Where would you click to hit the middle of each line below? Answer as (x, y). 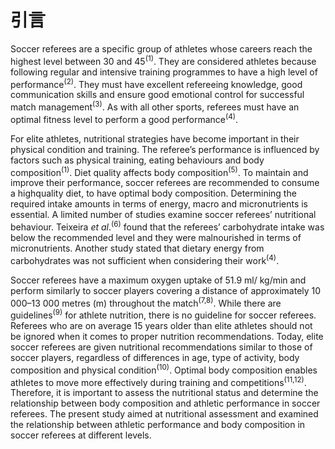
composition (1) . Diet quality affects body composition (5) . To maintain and (159, 171)
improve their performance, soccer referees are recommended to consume (165, 183)
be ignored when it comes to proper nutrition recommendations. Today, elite (167, 336)
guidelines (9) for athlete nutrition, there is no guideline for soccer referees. (163, 314)
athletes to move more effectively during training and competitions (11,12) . (158, 381)
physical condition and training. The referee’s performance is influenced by (165, 149)
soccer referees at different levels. (81, 435)
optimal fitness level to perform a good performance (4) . (124, 118)
